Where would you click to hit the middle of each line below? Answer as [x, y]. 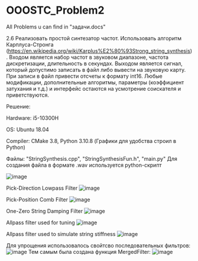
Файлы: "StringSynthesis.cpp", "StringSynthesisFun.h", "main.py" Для [92, 158]
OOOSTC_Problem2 [55, 10]
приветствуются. [27, 95]
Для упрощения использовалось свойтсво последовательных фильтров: [98, 245]
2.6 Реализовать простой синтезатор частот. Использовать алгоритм [94, 38]
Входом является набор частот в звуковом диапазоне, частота [89, 57]
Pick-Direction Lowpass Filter [42, 188]
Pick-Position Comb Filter [37, 199]
